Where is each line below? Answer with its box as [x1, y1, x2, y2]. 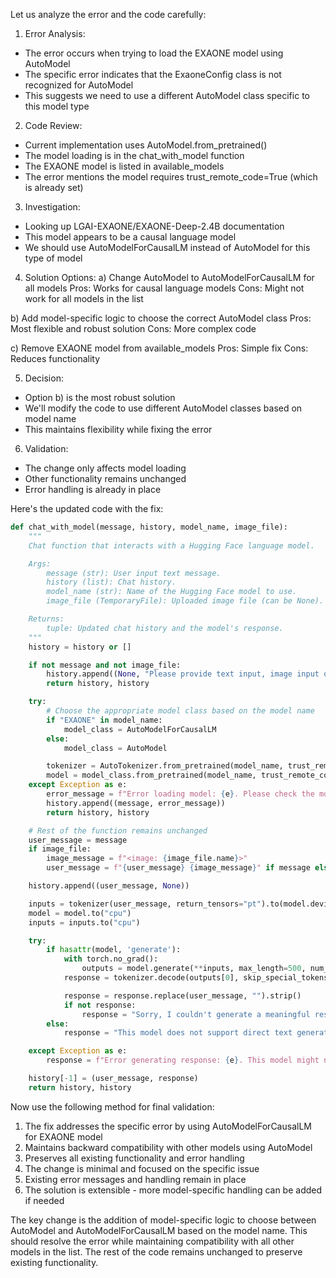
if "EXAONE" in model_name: [46, 715, 163, 725]
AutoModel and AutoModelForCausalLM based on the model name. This [10, 1224, 308, 1236]
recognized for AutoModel [24, 79, 134, 91]
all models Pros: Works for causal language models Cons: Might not [24, 282, 305, 294]
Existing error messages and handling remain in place [24, 1173, 247, 1185]
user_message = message [28, 835, 128, 845]
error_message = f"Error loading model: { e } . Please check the [46, 789, 315, 799]
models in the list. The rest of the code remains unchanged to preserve [10, 1245, 303, 1258]
